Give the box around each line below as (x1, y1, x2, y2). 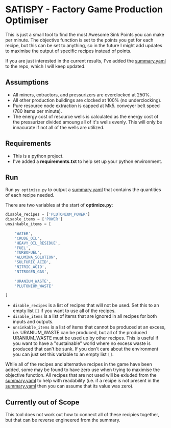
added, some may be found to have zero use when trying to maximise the (5, 366, 160, 373)
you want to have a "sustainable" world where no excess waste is (12, 340, 151, 347)
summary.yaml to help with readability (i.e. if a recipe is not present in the (5, 378, 160, 384)
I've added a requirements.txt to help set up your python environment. (12, 158, 162, 165)
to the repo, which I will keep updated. (5, 63, 86, 69)
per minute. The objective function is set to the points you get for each (5, 37, 154, 43)
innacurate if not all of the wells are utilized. (12, 124, 105, 130)
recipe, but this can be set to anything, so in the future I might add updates (5, 42, 162, 48)
